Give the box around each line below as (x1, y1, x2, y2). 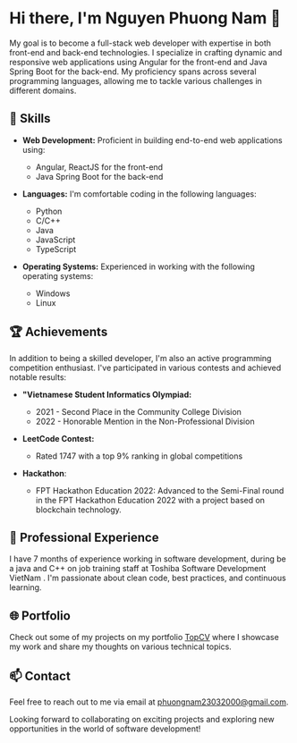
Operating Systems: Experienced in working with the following (21, 261, 255, 272)
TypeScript (35, 243, 77, 254)
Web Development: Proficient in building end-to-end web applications (21, 134, 284, 146)
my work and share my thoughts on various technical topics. (9, 641, 233, 652)
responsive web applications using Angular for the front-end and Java (9, 56, 267, 67)
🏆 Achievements (9, 325, 108, 340)
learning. (9, 582, 42, 593)
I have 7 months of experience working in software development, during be (9, 553, 286, 564)
